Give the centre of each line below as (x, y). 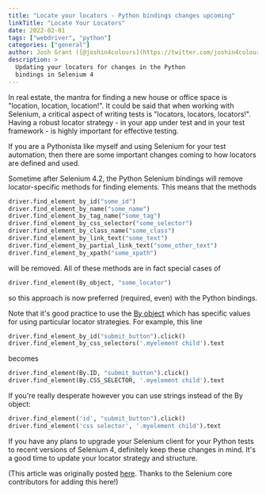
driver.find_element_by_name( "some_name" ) (79, 209)
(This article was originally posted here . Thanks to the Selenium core (120, 473)
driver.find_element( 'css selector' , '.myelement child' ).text (115, 426)
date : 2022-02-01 (37, 30)
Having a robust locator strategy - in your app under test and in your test (127, 122)
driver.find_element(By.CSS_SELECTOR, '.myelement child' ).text (116, 381)
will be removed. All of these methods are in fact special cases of (115, 268)
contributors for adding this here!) (63, 481)
